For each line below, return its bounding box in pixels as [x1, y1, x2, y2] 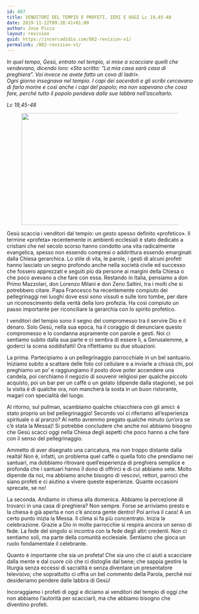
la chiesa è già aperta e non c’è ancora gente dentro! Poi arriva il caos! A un [7, 508, 191, 515]
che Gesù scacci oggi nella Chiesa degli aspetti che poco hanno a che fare [7, 429, 189, 436]
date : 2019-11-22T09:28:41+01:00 [7, 20, 89, 26]
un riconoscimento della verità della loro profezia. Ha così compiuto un [7, 299, 179, 306]
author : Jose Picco [7, 25, 55, 32]
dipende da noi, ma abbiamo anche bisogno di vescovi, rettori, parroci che [7, 471, 188, 478]
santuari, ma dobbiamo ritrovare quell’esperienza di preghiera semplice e [7, 459, 185, 466]
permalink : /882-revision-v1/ [7, 42, 82, 48]
